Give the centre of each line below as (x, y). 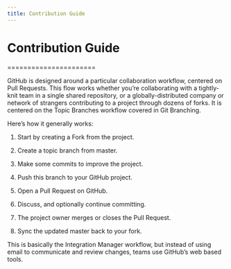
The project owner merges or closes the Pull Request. (94, 217)
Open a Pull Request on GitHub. (62, 191)
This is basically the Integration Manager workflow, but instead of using (109, 244)
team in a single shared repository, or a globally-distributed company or (121, 95)
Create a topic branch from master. (67, 150)
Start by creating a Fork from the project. (76, 137)
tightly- (209, 88)
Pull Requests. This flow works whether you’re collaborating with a (102, 88)
